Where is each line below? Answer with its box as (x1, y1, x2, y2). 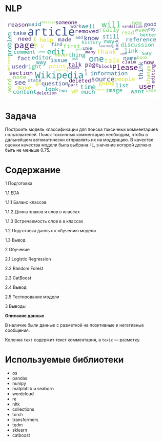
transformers (12, 417, 39, 422)
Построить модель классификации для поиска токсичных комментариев (5, 126, 158, 132)
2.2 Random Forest (5, 265, 43, 271)
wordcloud (12, 391, 34, 397)
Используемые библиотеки (5, 354, 124, 365)
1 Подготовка (5, 181, 33, 186)
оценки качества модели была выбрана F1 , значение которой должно (5, 142, 152, 148)
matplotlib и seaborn (12, 386, 54, 392)
